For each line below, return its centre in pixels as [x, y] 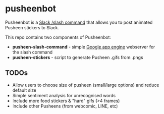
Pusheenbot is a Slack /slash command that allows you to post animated [79, 22]
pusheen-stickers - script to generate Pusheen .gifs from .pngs [78, 57]
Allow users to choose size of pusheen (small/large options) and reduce [86, 85]
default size [24, 90]
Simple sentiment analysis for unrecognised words [64, 95]
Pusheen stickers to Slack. [32, 27]
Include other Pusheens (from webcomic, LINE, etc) [65, 106]
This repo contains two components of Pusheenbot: [58, 37]
